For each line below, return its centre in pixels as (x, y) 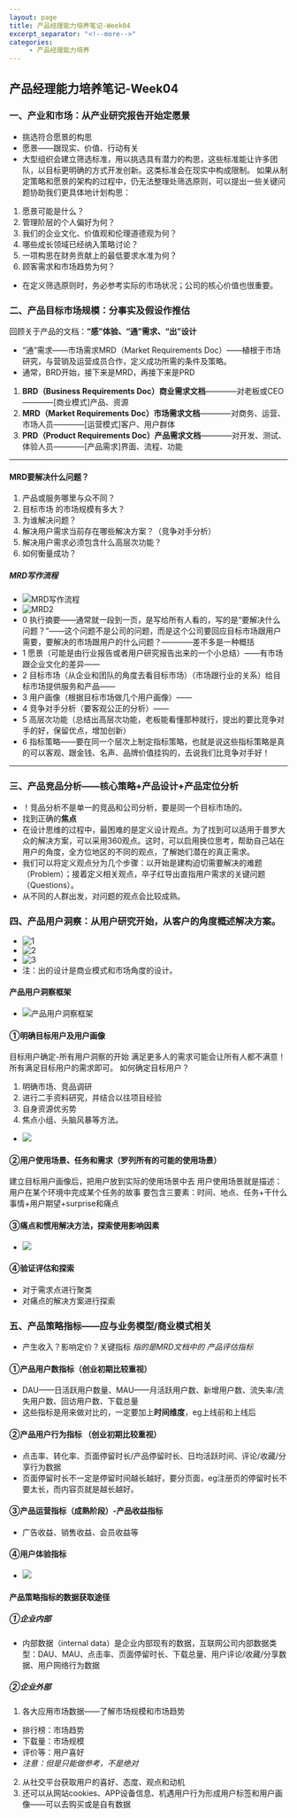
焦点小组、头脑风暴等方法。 (72, 1120)
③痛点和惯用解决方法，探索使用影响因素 (84, 1226)
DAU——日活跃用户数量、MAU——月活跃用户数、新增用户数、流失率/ (149, 1390)
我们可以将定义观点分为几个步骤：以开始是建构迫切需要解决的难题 (142, 862)
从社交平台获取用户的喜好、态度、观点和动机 (103, 1782)
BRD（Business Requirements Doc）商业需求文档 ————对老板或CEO (153, 392)
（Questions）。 (50, 885)
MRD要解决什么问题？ (49, 477)
